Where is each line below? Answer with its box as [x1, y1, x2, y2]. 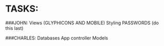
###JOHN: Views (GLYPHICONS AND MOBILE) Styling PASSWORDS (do [5, 20, 159, 26]
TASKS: [5, 3, 39, 15]
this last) [5, 25, 24, 31]
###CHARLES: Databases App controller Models [5, 35, 108, 41]
